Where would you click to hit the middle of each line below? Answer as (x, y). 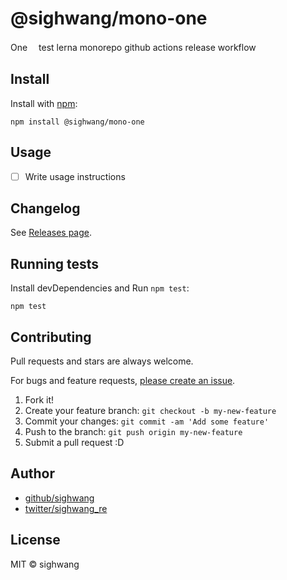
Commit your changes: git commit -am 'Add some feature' (147, 421)
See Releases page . (51, 233)
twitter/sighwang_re (66, 508)
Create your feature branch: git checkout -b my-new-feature (150, 411)
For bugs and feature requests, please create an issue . (123, 381)
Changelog (45, 208)
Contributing (51, 337)
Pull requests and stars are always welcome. (102, 361)
